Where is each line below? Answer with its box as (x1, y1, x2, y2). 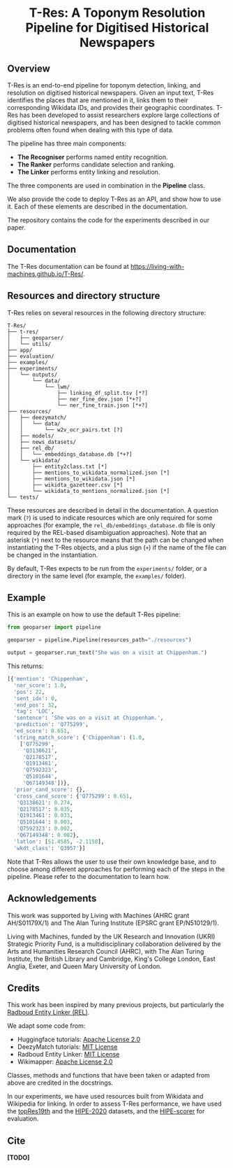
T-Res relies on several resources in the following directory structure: (7, 308, 206, 317)
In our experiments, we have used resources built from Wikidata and (7, 1092, 204, 1101)
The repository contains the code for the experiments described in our (7, 216, 210, 224)
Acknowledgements (7, 893, 97, 905)
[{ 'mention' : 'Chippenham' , (7, 676, 89, 683)
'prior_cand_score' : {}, (13, 786, 86, 793)
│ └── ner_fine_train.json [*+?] (7, 401, 149, 409)
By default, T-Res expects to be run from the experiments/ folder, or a (7, 564, 207, 572)
